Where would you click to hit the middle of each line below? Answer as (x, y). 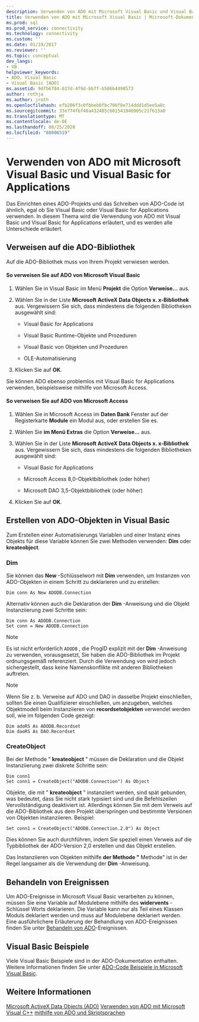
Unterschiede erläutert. (35, 229)
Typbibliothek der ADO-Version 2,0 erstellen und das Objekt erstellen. (91, 846)
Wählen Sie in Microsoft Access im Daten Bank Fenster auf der (92, 414)
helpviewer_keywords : (33, 72)
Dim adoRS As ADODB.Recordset (44, 727)
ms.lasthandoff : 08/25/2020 (41, 127)
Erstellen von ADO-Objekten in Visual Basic (88, 521)
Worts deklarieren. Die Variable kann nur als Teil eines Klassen (107, 909)
